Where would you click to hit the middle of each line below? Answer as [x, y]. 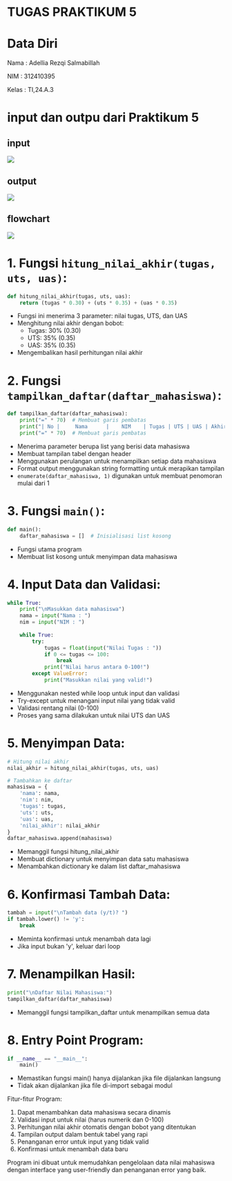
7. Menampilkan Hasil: [71, 974]
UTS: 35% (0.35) [51, 338]
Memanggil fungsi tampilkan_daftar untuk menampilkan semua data [113, 1012]
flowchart [29, 219]
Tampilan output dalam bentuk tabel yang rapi [83, 1135]
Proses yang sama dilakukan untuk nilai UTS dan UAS [94, 715]
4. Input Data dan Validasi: [84, 584]
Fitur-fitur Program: [35, 1099]
